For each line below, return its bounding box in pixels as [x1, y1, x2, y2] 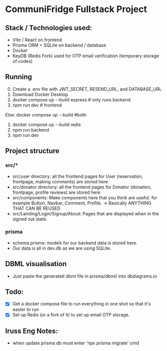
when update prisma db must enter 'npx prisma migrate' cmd [12, 340, 139, 346]
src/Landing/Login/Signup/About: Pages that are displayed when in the [12, 210, 159, 216]
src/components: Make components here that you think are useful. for [12, 194, 157, 200]
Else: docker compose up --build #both [5, 111, 87, 118]
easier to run [12, 306, 39, 312]
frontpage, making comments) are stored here [12, 178, 108, 184]
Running [5, 73, 33, 81]
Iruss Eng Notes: [5, 326, 58, 335]
